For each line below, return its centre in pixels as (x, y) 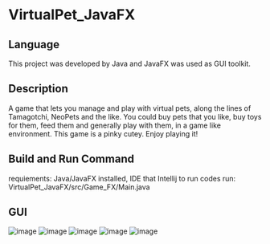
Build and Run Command (72, 159)
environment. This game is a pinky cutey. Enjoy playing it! (103, 133)
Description (38, 89)
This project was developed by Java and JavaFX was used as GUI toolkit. (130, 63)
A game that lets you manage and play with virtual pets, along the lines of (130, 108)
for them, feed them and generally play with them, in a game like (115, 125)
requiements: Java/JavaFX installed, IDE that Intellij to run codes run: (122, 178)
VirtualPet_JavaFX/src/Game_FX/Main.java (79, 187)
